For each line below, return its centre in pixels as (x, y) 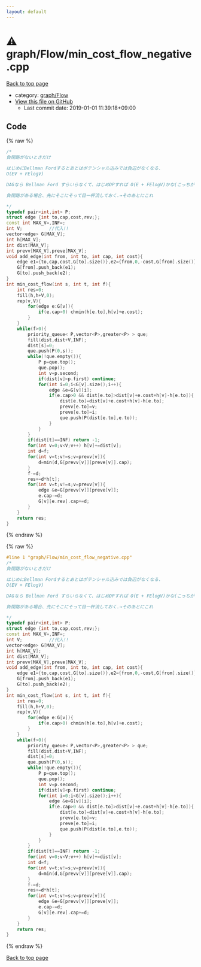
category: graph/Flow (42, 95)
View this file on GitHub (44, 101)
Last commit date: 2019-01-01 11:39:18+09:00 (80, 108)
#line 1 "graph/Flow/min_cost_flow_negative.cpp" (69, 557)
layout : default (26, 12)
